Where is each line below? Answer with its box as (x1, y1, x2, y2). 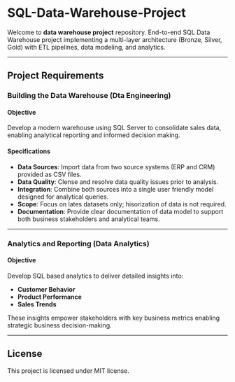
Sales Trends (17, 299, 57, 309)
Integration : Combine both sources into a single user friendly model (17, 185, 214, 193)
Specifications (7, 147, 51, 155)
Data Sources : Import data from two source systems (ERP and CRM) (17, 162, 215, 171)
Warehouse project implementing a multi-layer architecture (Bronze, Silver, (7, 35, 222, 43)
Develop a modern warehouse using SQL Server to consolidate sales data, (7, 124, 222, 132)
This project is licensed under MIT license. (7, 366, 129, 375)
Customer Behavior (17, 285, 76, 293)
